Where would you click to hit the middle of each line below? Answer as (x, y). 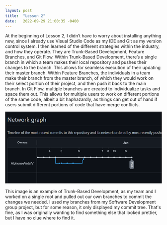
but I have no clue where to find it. (40, 218)
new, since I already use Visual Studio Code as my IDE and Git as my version (83, 41)
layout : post (19, 10)
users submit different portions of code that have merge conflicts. (73, 105)
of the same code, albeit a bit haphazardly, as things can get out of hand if (81, 99)
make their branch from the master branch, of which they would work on (80, 78)
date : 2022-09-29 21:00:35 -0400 (42, 21)
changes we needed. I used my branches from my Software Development (81, 202)
